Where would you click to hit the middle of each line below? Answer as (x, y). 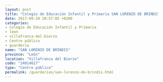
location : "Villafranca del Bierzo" (42, 59)
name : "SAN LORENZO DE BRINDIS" (38, 50)
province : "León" (23, 54)
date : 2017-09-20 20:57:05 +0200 (39, 18)
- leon (12, 32)
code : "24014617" (23, 63)
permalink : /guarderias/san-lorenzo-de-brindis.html (59, 72)
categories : (17, 23)
